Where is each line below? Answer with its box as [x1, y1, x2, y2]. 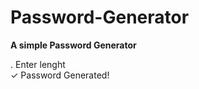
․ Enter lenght [10, 58, 66, 70]
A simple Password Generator [10, 39, 137, 51]
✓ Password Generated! [10, 69, 110, 81]
